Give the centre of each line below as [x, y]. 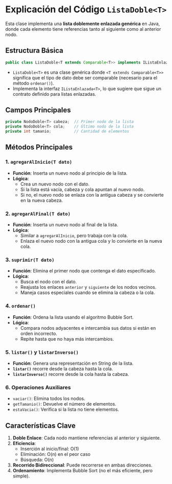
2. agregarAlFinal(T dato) [38, 214]
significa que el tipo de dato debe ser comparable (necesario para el [85, 77]
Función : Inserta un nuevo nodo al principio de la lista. [70, 173]
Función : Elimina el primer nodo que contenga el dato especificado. [84, 271]
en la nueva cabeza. [41, 200]
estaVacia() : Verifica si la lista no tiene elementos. [66, 409]
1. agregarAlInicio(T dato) [39, 162]
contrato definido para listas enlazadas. [54, 94]
